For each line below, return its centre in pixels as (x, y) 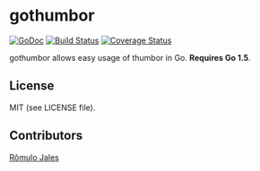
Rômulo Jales (35, 157)
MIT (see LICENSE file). (52, 107)
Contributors (46, 136)
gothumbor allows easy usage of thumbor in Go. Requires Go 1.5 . (130, 57)
